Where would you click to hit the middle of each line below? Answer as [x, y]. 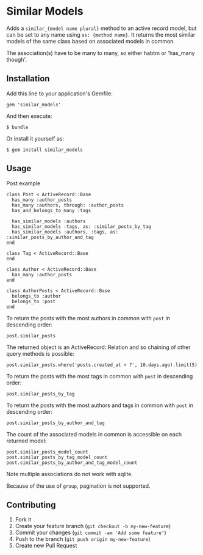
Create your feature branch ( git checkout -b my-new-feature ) [93, 526]
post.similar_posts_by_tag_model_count [57, 457]
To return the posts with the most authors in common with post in [88, 318]
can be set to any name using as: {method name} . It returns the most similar [101, 34]
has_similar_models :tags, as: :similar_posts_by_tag [81, 226]
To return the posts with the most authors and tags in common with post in [100, 405]
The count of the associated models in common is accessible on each [94, 434]
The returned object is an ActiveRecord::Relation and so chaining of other [98, 347]
